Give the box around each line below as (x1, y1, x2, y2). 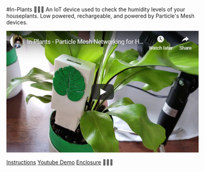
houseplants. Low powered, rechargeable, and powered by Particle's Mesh (6, 12, 195, 20)
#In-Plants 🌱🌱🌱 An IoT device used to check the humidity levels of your (6, 6, 185, 13)
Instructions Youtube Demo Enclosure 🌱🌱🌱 (6, 159, 113, 166)
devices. (6, 19, 28, 26)
